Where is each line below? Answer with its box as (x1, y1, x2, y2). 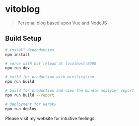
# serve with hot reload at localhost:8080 (5, 61, 97, 66)
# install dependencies (5, 47, 55, 53)
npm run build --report (5, 93, 55, 98)
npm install (5, 52, 30, 57)
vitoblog (5, 3, 40, 15)
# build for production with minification (5, 74, 94, 80)
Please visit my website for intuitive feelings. (5, 115, 96, 121)
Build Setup (5, 34, 42, 43)
